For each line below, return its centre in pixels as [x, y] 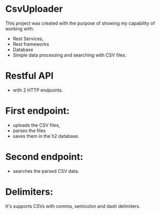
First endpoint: [38, 111]
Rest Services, [28, 39]
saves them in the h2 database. [46, 136]
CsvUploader [34, 9]
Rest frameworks [31, 44]
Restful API [30, 76]
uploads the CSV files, [36, 125]
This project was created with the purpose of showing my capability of [80, 23]
